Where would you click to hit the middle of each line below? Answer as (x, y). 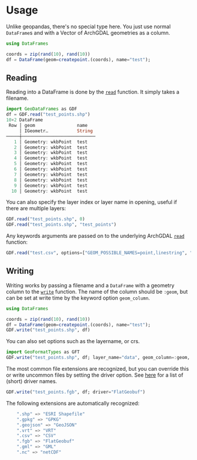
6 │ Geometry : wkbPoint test (51, 169)
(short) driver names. (32, 381)
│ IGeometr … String (56, 131)
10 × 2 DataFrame (25, 120)
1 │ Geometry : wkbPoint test (51, 142)
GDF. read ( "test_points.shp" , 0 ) (45, 219)
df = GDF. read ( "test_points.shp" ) (48, 115)
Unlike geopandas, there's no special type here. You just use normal (89, 26)
